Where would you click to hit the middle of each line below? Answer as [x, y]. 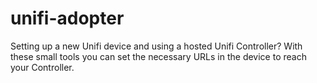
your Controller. [42, 67]
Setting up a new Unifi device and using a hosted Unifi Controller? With [156, 46]
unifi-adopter [67, 18]
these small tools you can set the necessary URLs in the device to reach [158, 56]
